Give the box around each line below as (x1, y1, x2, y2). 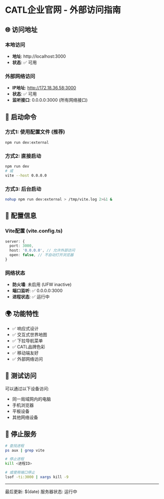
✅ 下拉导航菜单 (12, 338, 43, 344)
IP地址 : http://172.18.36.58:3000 (12, 85, 77, 91)
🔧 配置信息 (5, 212, 37, 220)
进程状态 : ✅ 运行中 (12, 294, 50, 300)
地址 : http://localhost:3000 (12, 53, 66, 59)
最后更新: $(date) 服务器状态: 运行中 (5, 488, 78, 494)
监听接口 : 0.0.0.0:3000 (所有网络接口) (12, 97, 88, 103)
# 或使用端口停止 (5, 470, 35, 475)
